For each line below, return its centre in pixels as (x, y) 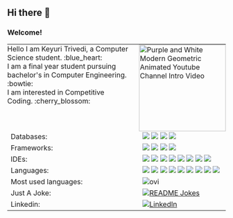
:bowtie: (20, 83)
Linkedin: (25, 204)
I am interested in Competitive (56, 92)
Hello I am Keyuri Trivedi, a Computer (68, 49)
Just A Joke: (31, 193)
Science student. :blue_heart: (55, 58)
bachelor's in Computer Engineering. (67, 75)
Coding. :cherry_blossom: (49, 101)
